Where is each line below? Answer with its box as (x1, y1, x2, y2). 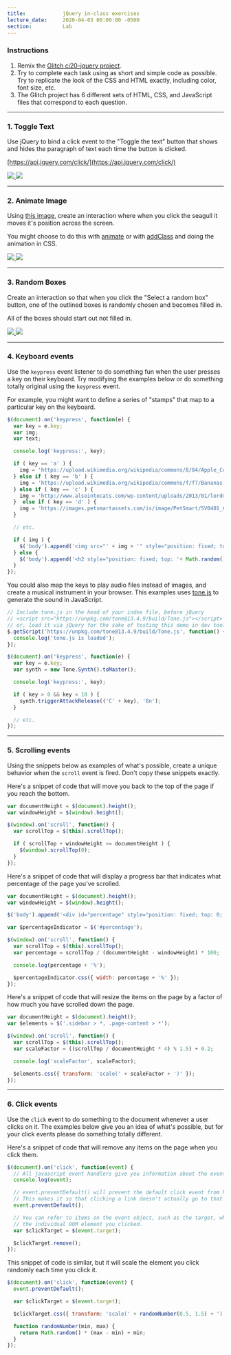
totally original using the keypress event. (7, 382, 121, 390)
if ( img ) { (13, 536, 51, 543)
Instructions (7, 46, 49, 55)
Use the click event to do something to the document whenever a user (7, 1115, 209, 1123)
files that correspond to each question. (16, 98, 127, 106)
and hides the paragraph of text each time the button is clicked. (7, 144, 187, 152)
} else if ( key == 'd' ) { (13, 499, 97, 505)
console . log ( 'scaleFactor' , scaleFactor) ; (13, 1058, 137, 1065)
